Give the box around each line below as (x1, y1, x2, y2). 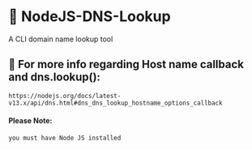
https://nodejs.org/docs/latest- (8, 92, 122, 100)
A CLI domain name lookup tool (8, 34, 113, 44)
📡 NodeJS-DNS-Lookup (8, 7, 172, 26)
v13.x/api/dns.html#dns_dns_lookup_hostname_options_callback (8, 99, 223, 107)
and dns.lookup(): (8, 71, 101, 84)
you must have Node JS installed (8, 134, 122, 142)
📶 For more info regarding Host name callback (8, 58, 245, 71)
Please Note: (8, 116, 53, 126)
